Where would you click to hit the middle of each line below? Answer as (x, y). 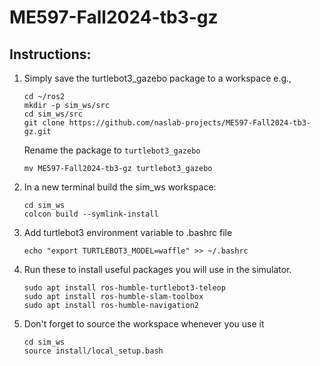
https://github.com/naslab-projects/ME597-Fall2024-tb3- (189, 123)
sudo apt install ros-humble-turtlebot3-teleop (124, 288)
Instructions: (50, 54)
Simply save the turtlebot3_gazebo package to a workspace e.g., (157, 78)
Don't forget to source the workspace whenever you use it (144, 324)
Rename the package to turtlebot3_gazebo (112, 150)
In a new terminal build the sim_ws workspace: (120, 187)
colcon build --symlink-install (91, 214)
